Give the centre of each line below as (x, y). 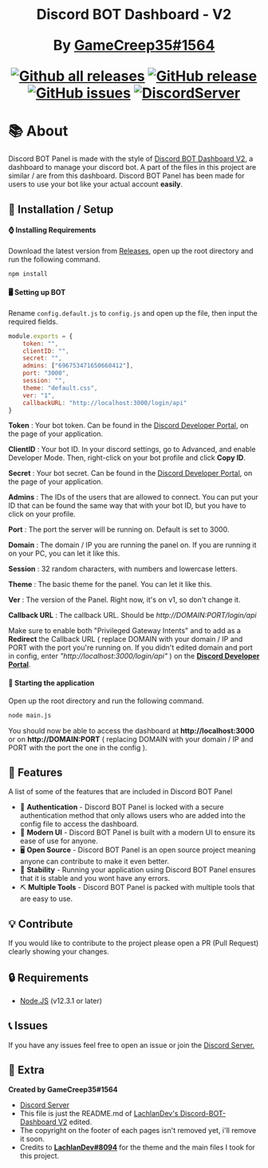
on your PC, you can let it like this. (64, 553)
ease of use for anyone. (59, 841)
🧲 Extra (27, 1070)
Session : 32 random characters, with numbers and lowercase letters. (123, 569)
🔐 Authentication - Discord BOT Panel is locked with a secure (122, 807)
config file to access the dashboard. (79, 824)
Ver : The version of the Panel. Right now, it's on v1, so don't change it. (124, 600)
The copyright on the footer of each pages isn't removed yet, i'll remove (138, 1130)
